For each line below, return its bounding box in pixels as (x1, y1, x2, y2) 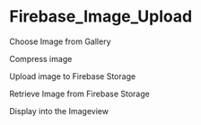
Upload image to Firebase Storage (9, 70, 136, 82)
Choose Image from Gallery (9, 36, 111, 47)
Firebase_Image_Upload (9, 6, 193, 27)
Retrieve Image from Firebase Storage (9, 88, 150, 99)
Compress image (9, 53, 73, 64)
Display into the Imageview (9, 105, 109, 116)
